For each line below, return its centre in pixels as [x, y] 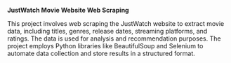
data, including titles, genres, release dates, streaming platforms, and [107, 31]
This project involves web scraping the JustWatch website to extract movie [116, 23]
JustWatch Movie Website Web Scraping [68, 10]
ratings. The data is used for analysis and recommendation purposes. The [114, 38]
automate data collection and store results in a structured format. [101, 53]
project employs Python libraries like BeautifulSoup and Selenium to [105, 46]
